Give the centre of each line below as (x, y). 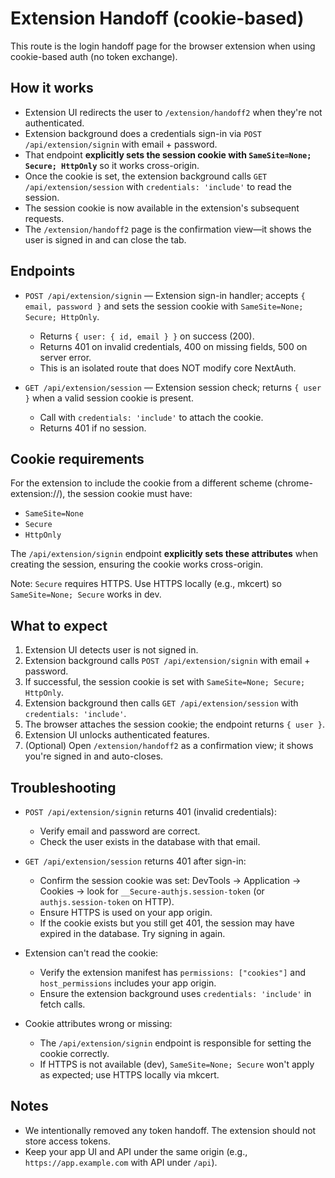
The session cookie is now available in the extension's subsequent (162, 208)
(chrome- (293, 483)
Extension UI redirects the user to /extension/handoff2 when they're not (173, 112)
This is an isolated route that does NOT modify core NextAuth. (168, 368)
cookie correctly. (74, 1053)
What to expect (59, 625)
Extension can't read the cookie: (91, 953)
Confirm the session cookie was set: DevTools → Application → (170, 880)
